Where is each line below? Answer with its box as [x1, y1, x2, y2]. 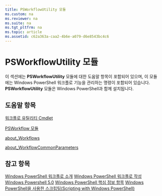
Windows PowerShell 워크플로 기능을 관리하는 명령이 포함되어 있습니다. [14, 80, 150, 85]
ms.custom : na [5, 12, 34, 16]
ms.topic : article [5, 30, 42, 34]
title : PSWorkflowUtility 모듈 [5, 7, 66, 12]
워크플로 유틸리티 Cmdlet [5, 115, 53, 121]
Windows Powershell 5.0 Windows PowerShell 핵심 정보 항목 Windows [5, 180, 144, 185]
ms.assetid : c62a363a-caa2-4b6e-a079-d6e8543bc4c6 [5, 34, 109, 39]
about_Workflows [5, 135, 40, 141]
